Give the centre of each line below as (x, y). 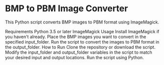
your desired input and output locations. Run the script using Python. (74, 57)
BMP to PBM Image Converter (67, 9)
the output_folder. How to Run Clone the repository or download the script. (80, 47)
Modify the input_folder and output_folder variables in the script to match (79, 52)
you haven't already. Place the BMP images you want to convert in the (76, 37)
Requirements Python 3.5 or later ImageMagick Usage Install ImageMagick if (82, 31)
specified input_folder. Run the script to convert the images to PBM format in (82, 42)
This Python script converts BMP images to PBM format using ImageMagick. (82, 22)
